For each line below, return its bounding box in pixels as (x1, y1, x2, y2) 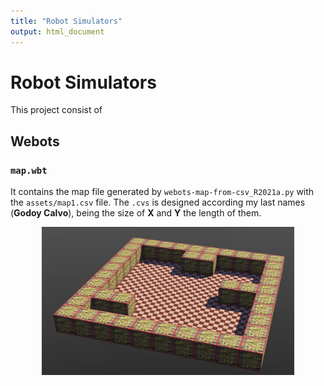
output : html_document (10, 26, 105, 37)
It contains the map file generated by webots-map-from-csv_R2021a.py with (10, 186, 315, 198)
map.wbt (10, 165, 48, 176)
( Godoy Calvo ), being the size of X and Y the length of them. (10, 207, 262, 219)
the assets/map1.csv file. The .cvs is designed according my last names (10, 196, 306, 209)
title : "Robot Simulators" (10, 16, 123, 26)
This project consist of (10, 104, 103, 116)
